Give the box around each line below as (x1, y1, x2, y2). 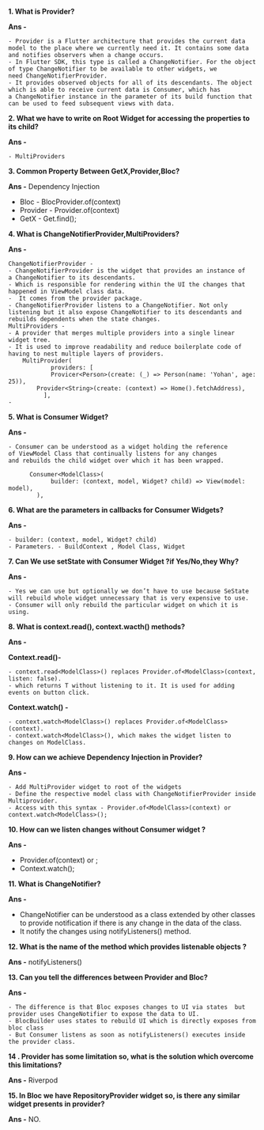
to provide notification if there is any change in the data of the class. (19, 918, 243, 927)
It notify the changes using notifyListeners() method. (19, 927, 191, 936)
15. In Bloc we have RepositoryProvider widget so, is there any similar (8, 1091, 240, 1100)
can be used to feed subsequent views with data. (8, 100, 175, 108)
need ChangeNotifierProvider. (8, 72, 108, 80)
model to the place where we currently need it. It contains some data (8, 44, 249, 52)
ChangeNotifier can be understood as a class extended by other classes (19, 910, 255, 919)
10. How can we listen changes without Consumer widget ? (8, 825, 206, 834)
